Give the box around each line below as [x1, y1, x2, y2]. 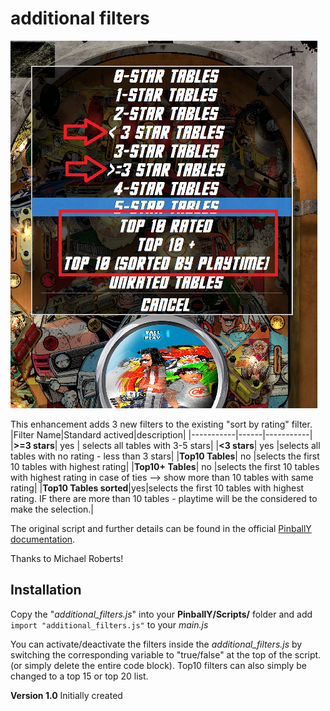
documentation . [10, 533, 76, 545]
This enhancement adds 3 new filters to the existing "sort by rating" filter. [10, 418, 313, 430]
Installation [10, 582, 82, 599]
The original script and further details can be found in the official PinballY [10, 522, 312, 534]
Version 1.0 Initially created [10, 689, 123, 701]
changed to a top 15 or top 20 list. [10, 670, 149, 682]
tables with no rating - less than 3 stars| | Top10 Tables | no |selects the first [10, 450, 320, 462]
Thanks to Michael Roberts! [10, 552, 124, 564]
